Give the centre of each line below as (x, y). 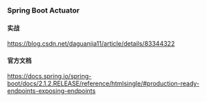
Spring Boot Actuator (44, 10)
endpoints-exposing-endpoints (51, 91)
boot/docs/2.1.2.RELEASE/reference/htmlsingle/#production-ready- (103, 84)
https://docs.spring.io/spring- (49, 76)
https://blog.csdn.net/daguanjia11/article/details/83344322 (91, 44)
